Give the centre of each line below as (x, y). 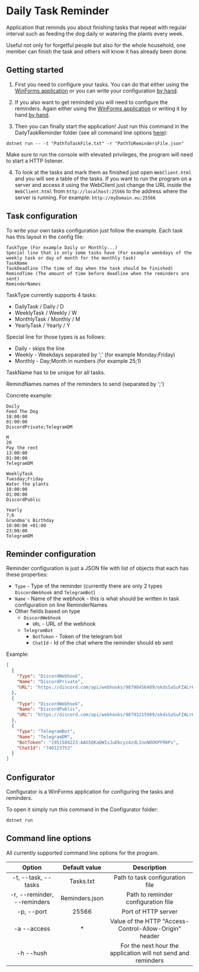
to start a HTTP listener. (35, 161)
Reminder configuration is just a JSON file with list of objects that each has (97, 568)
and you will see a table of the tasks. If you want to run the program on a (103, 179)
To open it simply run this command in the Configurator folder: (82, 809)
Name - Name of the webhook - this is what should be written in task (97, 599)
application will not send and (150, 953)
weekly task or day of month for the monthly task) (71, 258)
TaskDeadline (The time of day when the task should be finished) (90, 268)
